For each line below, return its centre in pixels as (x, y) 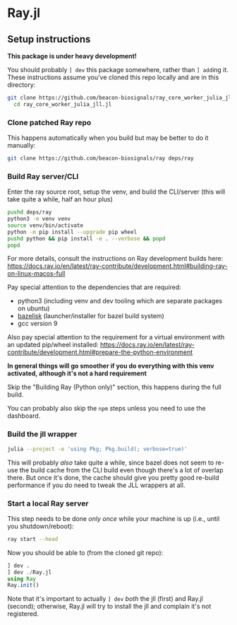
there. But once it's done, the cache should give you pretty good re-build (113, 477)
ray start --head (33, 539)
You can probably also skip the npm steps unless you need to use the (107, 409)
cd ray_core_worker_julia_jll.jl (63, 104)
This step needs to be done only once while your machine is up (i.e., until (114, 518)
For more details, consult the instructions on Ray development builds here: (115, 259)
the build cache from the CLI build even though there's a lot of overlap (121, 470)
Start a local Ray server (48, 503)
